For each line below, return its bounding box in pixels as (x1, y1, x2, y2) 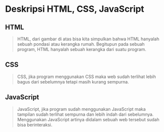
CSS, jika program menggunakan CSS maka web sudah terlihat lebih (17, 74, 156, 79)
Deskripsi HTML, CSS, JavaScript (5, 3, 144, 15)
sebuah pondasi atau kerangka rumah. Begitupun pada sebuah (17, 41, 145, 47)
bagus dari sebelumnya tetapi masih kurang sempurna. (17, 79, 129, 84)
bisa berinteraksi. (17, 122, 53, 128)
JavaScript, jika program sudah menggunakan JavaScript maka (17, 106, 146, 112)
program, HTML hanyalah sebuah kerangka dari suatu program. (17, 47, 147, 52)
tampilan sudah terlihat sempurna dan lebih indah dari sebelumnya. (17, 111, 154, 117)
